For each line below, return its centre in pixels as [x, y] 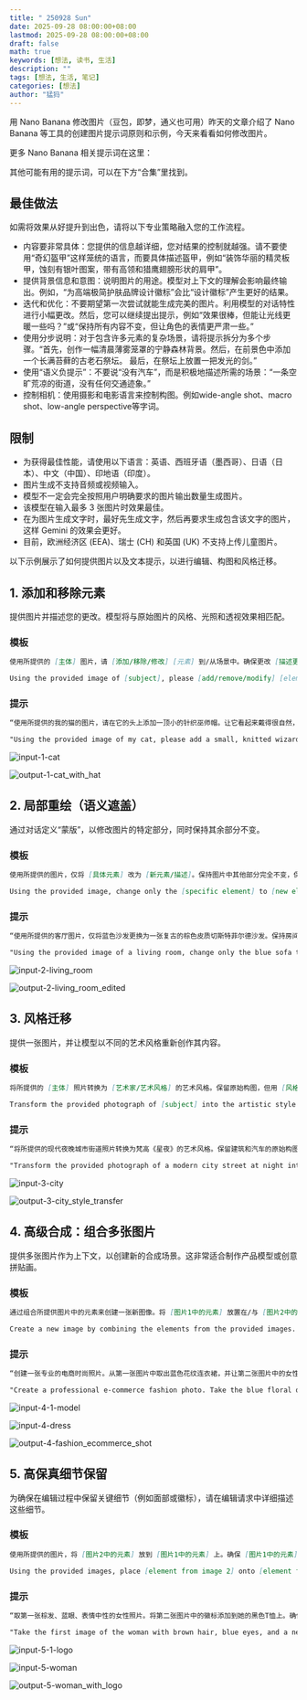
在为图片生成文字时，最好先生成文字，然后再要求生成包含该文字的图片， [159, 519]
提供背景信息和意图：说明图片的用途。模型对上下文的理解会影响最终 [151, 281]
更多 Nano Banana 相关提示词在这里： [81, 153]
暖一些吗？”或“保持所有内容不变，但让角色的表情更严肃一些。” [138, 326]
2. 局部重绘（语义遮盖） [77, 806]
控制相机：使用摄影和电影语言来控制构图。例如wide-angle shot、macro [157, 395]
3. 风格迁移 [41, 1019]
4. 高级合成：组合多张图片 [83, 1232]
